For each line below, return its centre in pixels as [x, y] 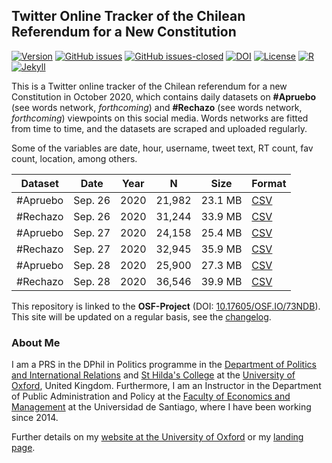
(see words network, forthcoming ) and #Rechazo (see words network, [157, 107]
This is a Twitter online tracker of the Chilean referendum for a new [149, 86]
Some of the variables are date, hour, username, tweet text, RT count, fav [162, 148]
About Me [36, 342]
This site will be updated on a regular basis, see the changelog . [141, 316]
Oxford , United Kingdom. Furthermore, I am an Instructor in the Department [166, 386]
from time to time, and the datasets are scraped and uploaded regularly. [159, 128]
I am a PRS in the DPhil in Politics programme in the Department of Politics [164, 365]
